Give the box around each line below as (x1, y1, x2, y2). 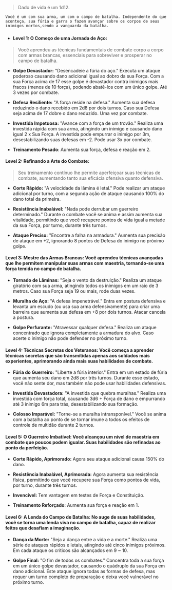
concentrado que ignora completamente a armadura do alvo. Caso (12, 330, 154, 336)
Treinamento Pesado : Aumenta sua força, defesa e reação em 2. (12, 146, 151, 153)
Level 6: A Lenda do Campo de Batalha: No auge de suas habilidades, (5, 513, 156, 520)
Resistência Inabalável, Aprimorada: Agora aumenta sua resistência (12, 471, 159, 478)
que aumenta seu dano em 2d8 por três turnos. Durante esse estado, (12, 375, 159, 381)
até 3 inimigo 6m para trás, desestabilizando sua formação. (12, 401, 139, 407)
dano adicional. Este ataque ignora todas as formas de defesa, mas (12, 568, 156, 574)
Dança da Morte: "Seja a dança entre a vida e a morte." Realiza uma (12, 536, 158, 542)
